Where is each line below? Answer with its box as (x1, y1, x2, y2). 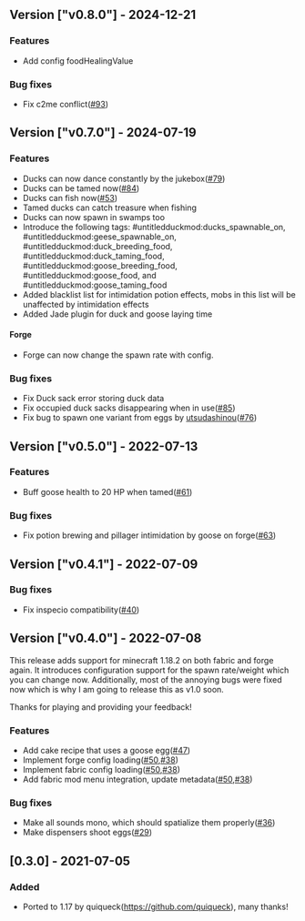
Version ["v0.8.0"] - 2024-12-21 (9, 7, 197, 23)
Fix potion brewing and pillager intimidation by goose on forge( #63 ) (22, 530, 277, 541)
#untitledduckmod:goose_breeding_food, (22, 259, 178, 271)
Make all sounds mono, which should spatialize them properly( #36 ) (22, 817, 276, 828)
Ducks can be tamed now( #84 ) (22, 182, 140, 194)
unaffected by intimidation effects (22, 299, 149, 309)
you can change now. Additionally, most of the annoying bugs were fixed (9, 673, 282, 685)
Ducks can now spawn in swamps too (22, 211, 166, 222)
